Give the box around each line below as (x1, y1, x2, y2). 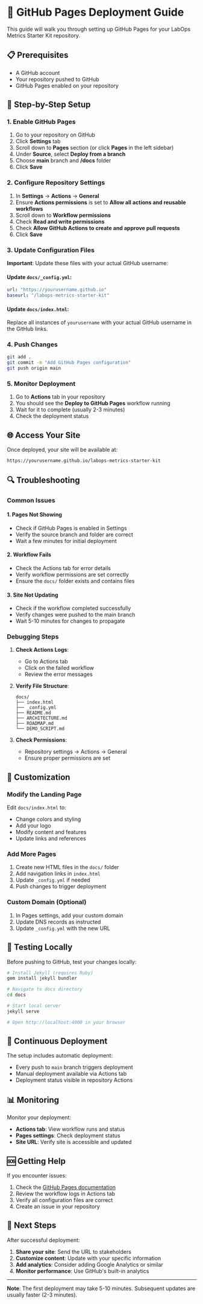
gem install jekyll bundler (7, 975, 78, 981)
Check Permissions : (15, 736, 67, 744)
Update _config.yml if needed (15, 876, 90, 884)
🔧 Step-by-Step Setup (7, 100, 91, 110)
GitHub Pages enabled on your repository (15, 82, 119, 89)
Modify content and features (15, 829, 87, 836)
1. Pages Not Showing (7, 511, 63, 518)
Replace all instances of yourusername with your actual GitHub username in (7, 319, 192, 326)
